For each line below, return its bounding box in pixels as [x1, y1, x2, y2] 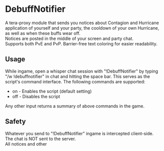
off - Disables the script [12, 93, 60, 99]
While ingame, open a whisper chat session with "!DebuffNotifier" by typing [5, 68, 159, 74]
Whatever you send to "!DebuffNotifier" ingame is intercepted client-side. [5, 130, 154, 136]
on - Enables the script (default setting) [12, 88, 92, 94]
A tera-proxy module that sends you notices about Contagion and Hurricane [5, 20, 159, 26]
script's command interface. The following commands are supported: [5, 78, 146, 84]
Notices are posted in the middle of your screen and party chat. [5, 36, 134, 41]
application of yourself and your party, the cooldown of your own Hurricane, [5, 25, 160, 31]
